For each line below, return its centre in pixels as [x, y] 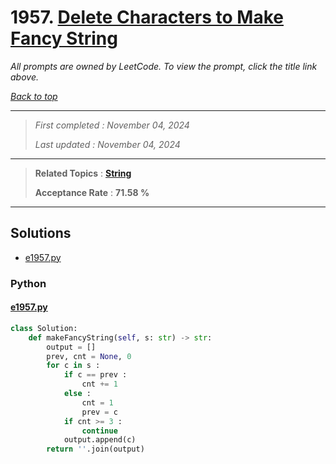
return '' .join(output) [95, 449]
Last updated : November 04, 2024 [107, 144]
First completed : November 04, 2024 [112, 125]
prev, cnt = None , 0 [89, 356]
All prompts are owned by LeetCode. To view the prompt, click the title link [164, 66]
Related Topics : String [83, 173]
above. [24, 77]
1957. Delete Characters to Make [147, 17]
